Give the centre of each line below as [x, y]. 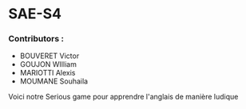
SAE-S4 [35, 14]
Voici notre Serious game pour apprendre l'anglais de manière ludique [123, 97]
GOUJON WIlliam [48, 64]
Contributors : [36, 39]
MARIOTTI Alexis [48, 73]
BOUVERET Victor [50, 56]
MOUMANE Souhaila [54, 81]
